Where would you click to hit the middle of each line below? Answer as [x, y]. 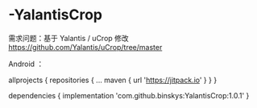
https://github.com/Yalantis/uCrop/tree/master [85, 47]
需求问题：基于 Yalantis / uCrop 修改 [68, 38]
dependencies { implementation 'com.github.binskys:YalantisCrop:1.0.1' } [129, 95]
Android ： [26, 64]
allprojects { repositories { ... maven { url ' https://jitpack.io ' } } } [113, 80]
